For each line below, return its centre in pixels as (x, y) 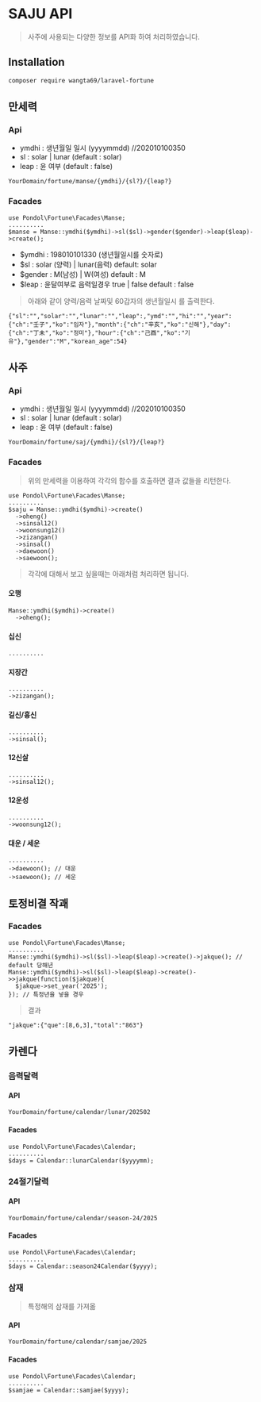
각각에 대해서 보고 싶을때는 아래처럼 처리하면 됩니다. (108, 574)
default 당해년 (31, 965)
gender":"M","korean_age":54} (78, 341)
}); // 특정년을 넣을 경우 (46, 994)
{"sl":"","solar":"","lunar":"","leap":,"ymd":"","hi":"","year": (120, 316)
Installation (36, 62)
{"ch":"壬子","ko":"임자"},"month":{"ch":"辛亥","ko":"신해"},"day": (120, 325)
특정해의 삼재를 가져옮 (62, 1307)
